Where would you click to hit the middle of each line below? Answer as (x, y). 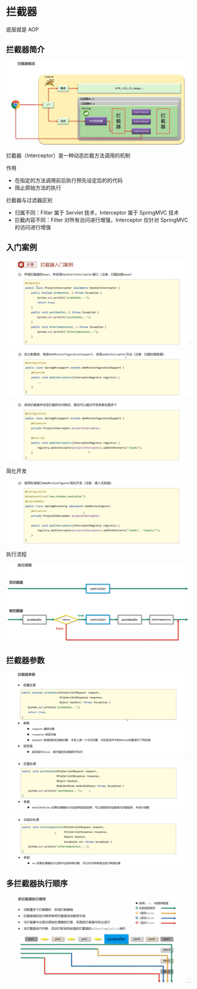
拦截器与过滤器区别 (29, 200)
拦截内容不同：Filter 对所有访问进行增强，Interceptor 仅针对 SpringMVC (101, 220)
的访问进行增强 (33, 227)
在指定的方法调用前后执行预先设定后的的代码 (69, 181)
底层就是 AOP (23, 29)
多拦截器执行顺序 (37, 884)
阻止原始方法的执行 (38, 188)
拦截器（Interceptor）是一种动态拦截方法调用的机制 (68, 155)
